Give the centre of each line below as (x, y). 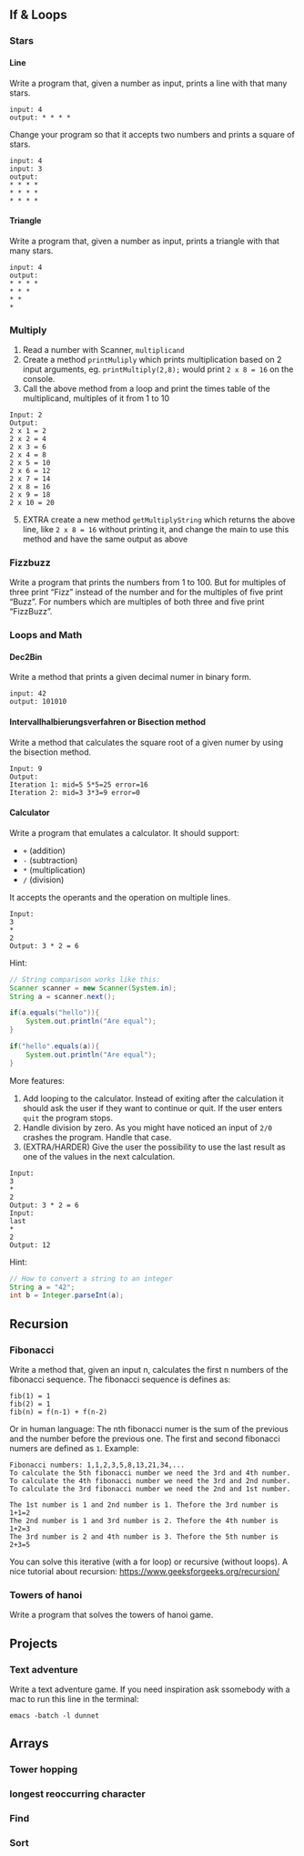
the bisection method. (51, 752)
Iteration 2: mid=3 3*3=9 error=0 (75, 792)
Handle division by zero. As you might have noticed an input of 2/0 (147, 1127)
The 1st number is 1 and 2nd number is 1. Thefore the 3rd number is (144, 1505)
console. (39, 379)
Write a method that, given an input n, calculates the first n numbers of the (149, 1370)
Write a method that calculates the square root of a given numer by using (147, 742)
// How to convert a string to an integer (91, 1279)
